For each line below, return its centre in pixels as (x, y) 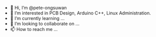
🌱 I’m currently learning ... (37, 18)
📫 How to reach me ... (34, 29)
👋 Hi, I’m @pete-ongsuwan (38, 8)
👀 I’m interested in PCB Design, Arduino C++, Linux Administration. (80, 13)
